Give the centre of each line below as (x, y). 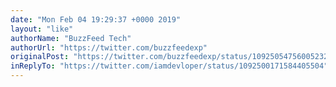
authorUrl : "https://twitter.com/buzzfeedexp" (109, 47)
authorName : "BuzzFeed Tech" (71, 38)
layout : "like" (42, 29)
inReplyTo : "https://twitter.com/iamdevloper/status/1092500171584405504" (169, 66)
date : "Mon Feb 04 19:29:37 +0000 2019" (96, 19)
